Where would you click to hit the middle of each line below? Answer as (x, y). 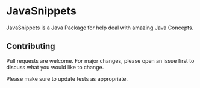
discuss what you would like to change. (55, 67)
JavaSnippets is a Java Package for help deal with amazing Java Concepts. (100, 28)
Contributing (31, 46)
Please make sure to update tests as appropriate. (67, 78)
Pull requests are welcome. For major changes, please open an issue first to (100, 60)
